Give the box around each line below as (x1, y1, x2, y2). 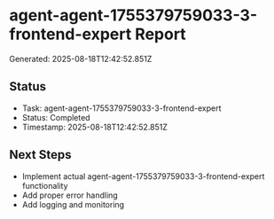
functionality (21, 180, 68, 191)
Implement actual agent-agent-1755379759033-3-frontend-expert (21, 170, 265, 182)
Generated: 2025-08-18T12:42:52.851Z (9, 53, 153, 64)
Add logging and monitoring (21, 199, 125, 209)
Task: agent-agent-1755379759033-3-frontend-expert (21, 103, 222, 113)
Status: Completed (21, 112, 90, 122)
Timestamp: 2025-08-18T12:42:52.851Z (21, 121, 168, 132)
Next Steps (9, 147, 72, 162)
